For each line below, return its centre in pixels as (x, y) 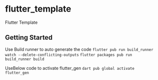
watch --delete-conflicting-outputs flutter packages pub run (69, 55)
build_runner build (25, 59)
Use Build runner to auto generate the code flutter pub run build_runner (79, 49)
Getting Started (29, 38)
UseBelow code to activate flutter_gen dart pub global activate (70, 68)
